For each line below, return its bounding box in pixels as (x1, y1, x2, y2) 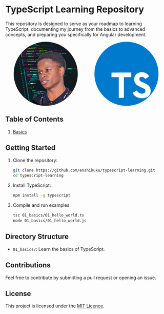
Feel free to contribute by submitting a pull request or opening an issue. (5, 274, 156, 281)
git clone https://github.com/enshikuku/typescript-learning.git (12, 168, 155, 173)
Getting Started (5, 144, 56, 152)
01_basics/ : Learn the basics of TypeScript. (12, 246, 105, 252)
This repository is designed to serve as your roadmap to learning (5, 21, 142, 27)
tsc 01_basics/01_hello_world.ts (12, 213, 85, 218)
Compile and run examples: (12, 202, 71, 208)
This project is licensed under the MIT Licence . (5, 303, 105, 309)
